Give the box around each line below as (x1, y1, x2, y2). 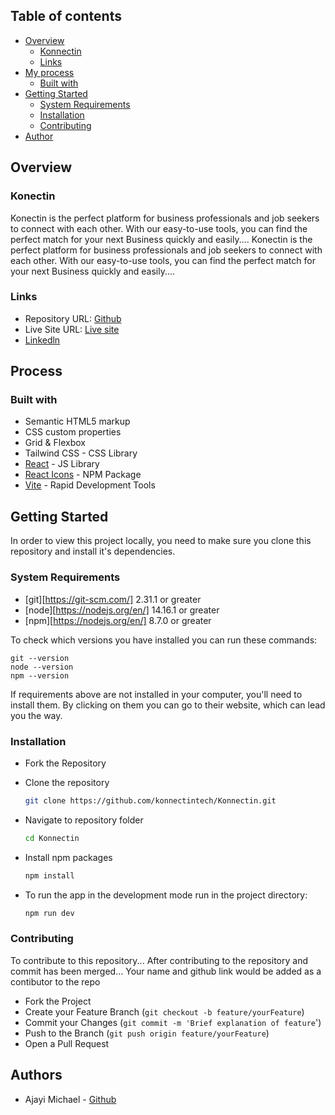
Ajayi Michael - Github (24, 1093, 117, 1105)
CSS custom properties (24, 426, 122, 438)
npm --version (10, 670, 70, 681)
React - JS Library (24, 458, 100, 470)
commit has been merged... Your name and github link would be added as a (10, 965, 322, 977)
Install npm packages (24, 851, 113, 863)
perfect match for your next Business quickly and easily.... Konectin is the (10, 233, 313, 245)
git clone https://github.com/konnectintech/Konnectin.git (24, 795, 277, 806)
